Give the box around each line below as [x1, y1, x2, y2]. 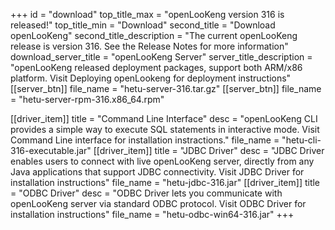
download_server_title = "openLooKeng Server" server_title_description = [10, 51, 313, 63]
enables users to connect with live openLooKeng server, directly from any [10, 155, 315, 167]
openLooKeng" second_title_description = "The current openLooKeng [10, 30, 298, 41]
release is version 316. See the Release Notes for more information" [10, 40, 289, 52]
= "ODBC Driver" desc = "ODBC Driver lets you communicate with [10, 187, 283, 199]
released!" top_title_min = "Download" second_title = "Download [10, 19, 276, 31]
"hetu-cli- [281, 134, 322, 146]
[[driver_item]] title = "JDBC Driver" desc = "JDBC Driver [93, 145, 325, 156]
